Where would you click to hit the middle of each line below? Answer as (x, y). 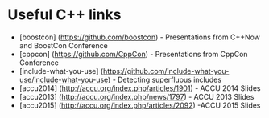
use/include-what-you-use (64, 79)
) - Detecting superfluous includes (165, 79)
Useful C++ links (64, 15)
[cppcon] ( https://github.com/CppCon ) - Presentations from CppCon (133, 54)
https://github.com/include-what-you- (166, 71)
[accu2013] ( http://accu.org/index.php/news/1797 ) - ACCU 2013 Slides (137, 96)
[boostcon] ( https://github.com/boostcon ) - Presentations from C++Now (140, 37)
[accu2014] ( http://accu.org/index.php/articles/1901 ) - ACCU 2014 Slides (140, 88)
